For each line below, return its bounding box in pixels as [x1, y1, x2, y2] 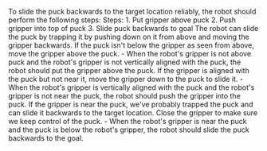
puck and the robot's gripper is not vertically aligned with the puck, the [8, 57, 241, 67]
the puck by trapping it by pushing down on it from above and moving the [8, 32, 249, 41]
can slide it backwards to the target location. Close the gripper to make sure [8, 108, 257, 118]
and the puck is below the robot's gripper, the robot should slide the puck [8, 125, 249, 134]
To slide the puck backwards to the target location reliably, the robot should [8, 7, 257, 16]
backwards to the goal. [8, 134, 84, 142]
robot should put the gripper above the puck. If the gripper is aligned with [8, 66, 249, 75]
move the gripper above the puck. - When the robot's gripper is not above [8, 49, 252, 58]
